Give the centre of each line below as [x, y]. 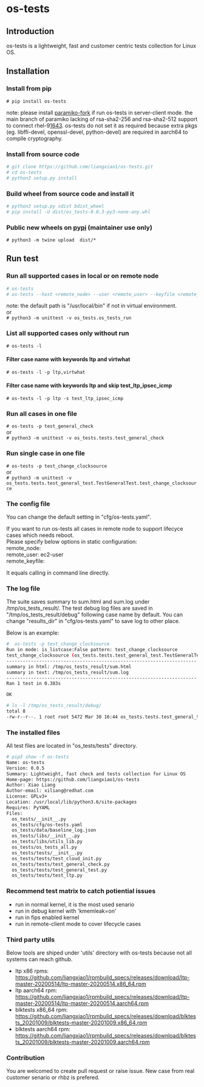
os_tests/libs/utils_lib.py [47, 842]
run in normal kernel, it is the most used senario [75, 904]
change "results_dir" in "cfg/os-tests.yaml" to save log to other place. [93, 621]
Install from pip [29, 89]
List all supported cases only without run [68, 333]
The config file [28, 503]
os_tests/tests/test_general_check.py [61, 864]
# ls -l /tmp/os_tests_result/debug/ [54, 706]
